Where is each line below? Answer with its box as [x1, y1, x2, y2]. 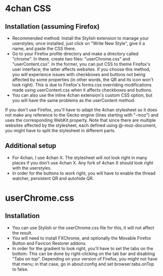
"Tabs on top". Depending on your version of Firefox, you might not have [12, 256, 158, 261]
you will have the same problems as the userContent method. [12, 98, 135, 103]
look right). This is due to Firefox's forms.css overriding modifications [12, 82, 152, 88]
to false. [12, 266, 29, 272]
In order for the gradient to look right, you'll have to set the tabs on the [12, 245, 153, 251]
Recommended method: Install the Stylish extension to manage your [12, 35, 149, 41]
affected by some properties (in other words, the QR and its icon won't [12, 77, 154, 82]
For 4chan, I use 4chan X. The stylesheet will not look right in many [12, 155, 147, 160]
